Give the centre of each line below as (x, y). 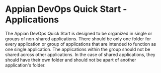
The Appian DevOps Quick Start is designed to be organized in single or (79, 33)
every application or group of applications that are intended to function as (81, 44)
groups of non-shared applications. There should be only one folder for (78, 39)
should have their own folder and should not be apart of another (71, 60)
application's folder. (25, 65)
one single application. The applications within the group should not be (78, 49)
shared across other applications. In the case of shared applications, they (80, 54)
